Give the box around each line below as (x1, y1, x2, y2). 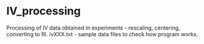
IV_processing (6, 4, 81, 18)
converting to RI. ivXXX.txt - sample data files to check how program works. (6, 30, 198, 37)
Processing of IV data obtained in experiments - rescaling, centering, (6, 24, 181, 31)
